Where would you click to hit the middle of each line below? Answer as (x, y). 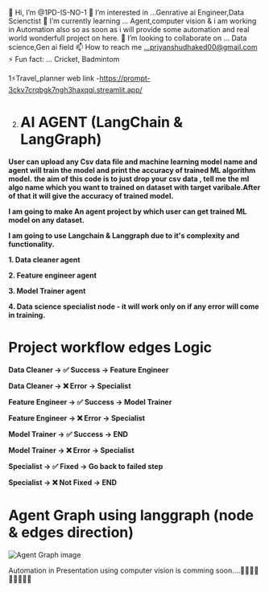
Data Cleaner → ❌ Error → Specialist (70, 385)
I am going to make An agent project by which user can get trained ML (128, 211)
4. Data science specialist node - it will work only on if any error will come (134, 306)
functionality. (31, 244)
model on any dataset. (46, 220)
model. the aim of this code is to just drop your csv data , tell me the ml (129, 179)
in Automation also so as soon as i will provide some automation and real (129, 29)
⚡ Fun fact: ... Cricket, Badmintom (64, 59)
